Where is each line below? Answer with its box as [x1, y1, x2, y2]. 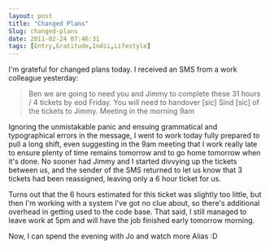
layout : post [8, 11, 53, 20]
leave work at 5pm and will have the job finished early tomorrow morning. [8, 216, 255, 225]
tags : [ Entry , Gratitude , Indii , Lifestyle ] [8, 42, 151, 50]
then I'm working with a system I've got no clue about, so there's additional [8, 199, 260, 208]
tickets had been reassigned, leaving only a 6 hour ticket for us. [8, 174, 221, 184]
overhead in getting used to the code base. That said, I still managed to [8, 207, 247, 216]
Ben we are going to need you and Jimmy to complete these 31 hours [28, 89, 261, 98]
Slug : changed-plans [8, 27, 79, 35]
